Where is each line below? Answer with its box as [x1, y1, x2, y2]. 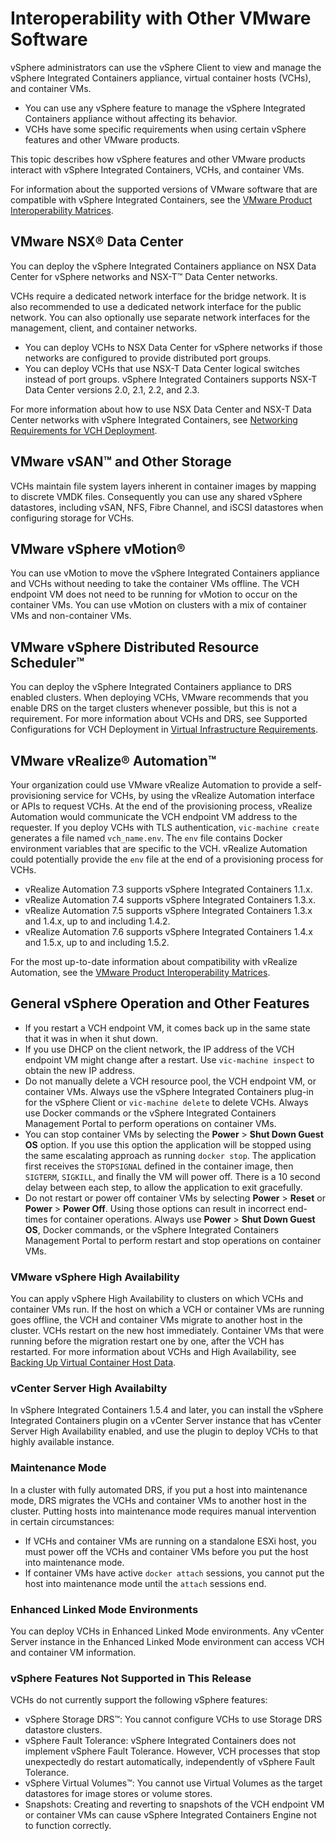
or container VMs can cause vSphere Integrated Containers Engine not [24, 1809, 317, 1821]
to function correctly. [24, 1820, 112, 1832]
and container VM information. [10, 1647, 137, 1658]
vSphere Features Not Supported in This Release [10, 1671, 252, 1685]
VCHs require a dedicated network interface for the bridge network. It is [10, 290, 307, 302]
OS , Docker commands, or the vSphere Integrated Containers [24, 1223, 279, 1236]
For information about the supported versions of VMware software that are [10, 183, 318, 195]
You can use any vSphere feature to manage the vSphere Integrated [24, 102, 306, 114]
